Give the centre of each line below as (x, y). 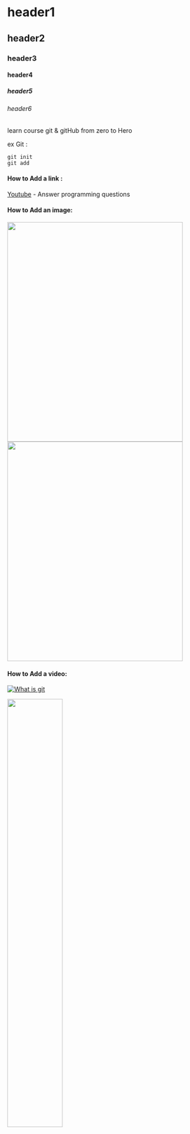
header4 (20, 75)
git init (20, 157)
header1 (31, 12)
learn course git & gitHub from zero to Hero (70, 130)
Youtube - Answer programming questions (69, 194)
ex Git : (18, 144)
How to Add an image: (40, 210)
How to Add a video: (38, 673)
